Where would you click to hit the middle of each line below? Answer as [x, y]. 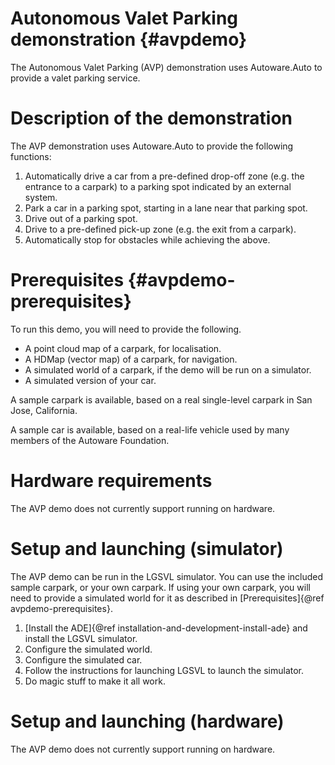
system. [41, 197]
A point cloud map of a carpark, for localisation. [123, 348]
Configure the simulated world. [88, 649]
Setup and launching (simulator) [147, 548]
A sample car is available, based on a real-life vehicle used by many [150, 429]
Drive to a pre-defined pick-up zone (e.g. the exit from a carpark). [160, 229]
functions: [31, 156]
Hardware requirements [111, 481]
